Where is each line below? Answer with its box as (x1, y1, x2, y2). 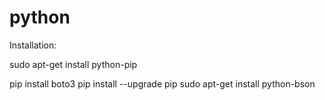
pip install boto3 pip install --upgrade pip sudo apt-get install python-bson (9, 77, 316, 90)
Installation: (9, 39, 57, 51)
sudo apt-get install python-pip (9, 58, 138, 70)
